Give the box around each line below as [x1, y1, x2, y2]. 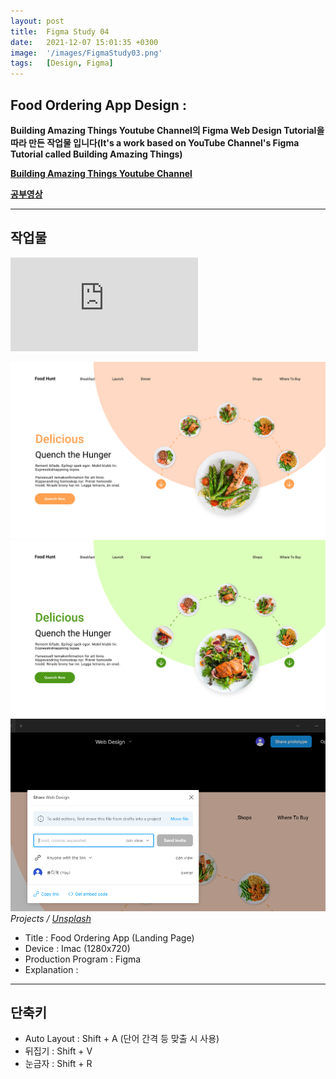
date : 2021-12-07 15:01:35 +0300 [10, 37, 159, 47]
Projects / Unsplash [10, 912, 92, 924]
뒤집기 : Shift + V [24, 1045, 93, 1057]
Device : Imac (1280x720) [24, 942, 131, 954]
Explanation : [24, 963, 79, 975]
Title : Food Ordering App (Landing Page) [24, 931, 195, 944]
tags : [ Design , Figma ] [10, 58, 114, 69]
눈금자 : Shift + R [24, 1058, 93, 1070]
